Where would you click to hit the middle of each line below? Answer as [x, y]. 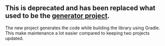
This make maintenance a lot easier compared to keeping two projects [77, 33]
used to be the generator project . [58, 16]
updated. [14, 38]
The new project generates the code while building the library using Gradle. [83, 28]
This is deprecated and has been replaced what [80, 8]
